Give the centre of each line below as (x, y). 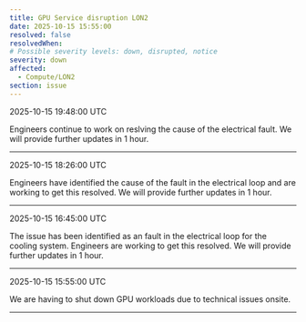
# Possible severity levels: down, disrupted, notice (114, 52)
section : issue (38, 86)
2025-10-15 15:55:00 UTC (58, 281)
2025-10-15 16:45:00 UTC (58, 218)
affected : (28, 69)
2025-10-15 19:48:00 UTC (58, 111)
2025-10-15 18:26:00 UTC (58, 165)
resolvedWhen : (36, 43)
